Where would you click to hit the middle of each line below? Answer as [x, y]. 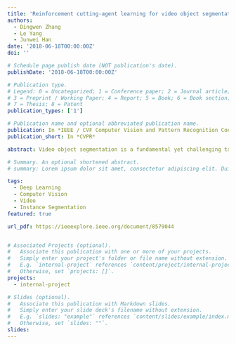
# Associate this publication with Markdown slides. [89, 304]
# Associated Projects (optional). [59, 245]
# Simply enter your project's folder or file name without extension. [118, 258]
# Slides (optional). [39, 297]
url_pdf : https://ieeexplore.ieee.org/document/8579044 [91, 226]
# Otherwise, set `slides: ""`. [58, 324]
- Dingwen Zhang [37, 27]
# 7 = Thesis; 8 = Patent [45, 105]
